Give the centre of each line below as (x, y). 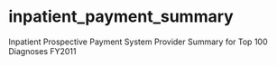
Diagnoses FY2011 (43, 51)
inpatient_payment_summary (121, 17)
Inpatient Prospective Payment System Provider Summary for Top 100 (138, 42)
